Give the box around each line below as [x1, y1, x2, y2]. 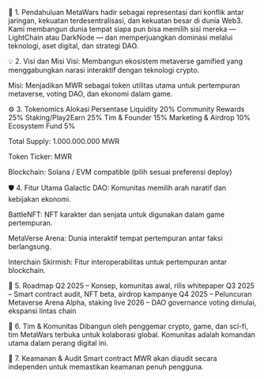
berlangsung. [8, 242, 51, 251]
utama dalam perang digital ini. [8, 339, 109, 347]
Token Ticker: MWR [8, 152, 73, 161]
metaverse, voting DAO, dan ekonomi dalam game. [8, 89, 173, 98]
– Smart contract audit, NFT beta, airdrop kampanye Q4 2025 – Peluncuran [8, 290, 252, 298]
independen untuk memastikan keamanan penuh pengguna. [8, 362, 204, 371]
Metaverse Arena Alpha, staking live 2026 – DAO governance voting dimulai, [8, 298, 257, 307]
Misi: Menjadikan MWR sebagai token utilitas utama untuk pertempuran [8, 81, 240, 90]
